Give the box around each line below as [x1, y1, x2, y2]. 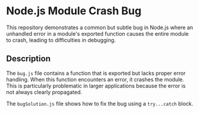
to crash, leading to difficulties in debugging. [6, 36, 116, 43]
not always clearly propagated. [6, 88, 82, 96]
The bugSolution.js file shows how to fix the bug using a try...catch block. [6, 100, 194, 107]
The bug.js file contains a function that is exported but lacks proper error [6, 70, 186, 77]
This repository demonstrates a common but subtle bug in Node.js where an [6, 24, 194, 31]
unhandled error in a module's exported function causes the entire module [6, 30, 189, 37]
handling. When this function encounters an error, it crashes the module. [6, 76, 185, 83]
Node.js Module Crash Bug [6, 4, 142, 18]
